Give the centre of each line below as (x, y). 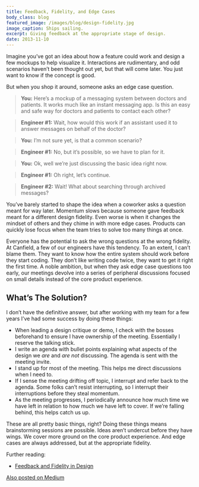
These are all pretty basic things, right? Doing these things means (87, 424)
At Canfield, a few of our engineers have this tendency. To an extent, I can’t (98, 247)
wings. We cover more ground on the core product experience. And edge (96, 436)
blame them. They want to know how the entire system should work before (98, 254)
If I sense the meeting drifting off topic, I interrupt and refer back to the (101, 380)
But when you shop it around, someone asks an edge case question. (90, 87)
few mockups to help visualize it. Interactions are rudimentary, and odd (93, 63)
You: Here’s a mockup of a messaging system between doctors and (104, 98)
